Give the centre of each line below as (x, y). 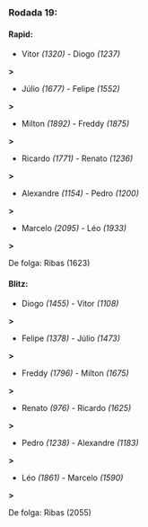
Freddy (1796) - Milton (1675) (75, 373)
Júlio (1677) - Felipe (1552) (70, 89)
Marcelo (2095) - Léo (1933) (74, 228)
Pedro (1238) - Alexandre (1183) (80, 443)
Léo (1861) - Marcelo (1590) (72, 478)
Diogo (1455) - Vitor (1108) (70, 304)
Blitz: (18, 283)
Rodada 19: (33, 13)
